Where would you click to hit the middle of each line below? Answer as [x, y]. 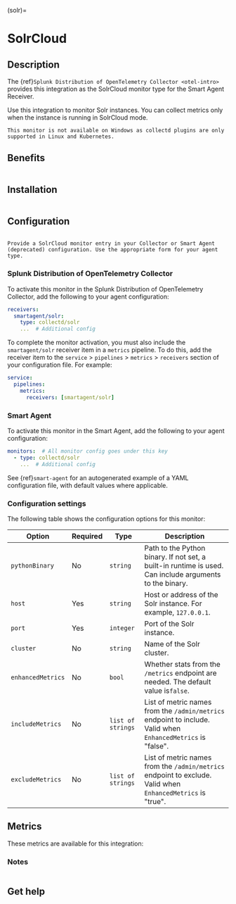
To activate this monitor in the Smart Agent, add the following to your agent [116, 431]
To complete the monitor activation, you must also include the [97, 343]
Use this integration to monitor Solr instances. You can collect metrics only [115, 110]
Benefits [26, 158]
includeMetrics [36, 724]
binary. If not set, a [175, 557]
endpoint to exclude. [178, 775]
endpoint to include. [177, 720]
